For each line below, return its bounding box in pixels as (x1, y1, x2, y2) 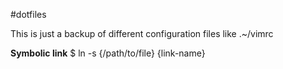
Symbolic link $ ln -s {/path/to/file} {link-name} (10, 47, 206, 59)
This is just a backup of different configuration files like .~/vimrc (10, 28, 274, 39)
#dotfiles (10, 9, 47, 20)
